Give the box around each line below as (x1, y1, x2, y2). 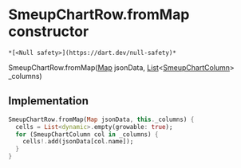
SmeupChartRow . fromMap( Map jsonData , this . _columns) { (8, 115, 195, 123)
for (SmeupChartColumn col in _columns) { (15, 130, 159, 139)
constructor (8, 22, 89, 41)
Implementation (8, 94, 89, 108)
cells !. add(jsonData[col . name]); (22, 138, 134, 146)
